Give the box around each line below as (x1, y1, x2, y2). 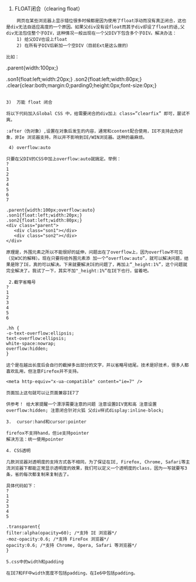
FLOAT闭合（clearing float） (14, 5, 84, 12)
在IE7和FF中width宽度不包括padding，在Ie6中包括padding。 (6, 570, 138, 576)
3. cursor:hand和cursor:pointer (6, 419, 87, 425)
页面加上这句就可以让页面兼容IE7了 (6, 390, 80, 396)
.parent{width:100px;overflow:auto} (6, 207, 95, 213)
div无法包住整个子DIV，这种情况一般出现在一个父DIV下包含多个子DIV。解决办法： (6, 30, 177, 36)
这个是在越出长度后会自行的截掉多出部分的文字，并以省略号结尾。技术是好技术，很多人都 (6, 362, 189, 368)
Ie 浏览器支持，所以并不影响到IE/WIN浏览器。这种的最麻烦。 (19, 135, 147, 140)
